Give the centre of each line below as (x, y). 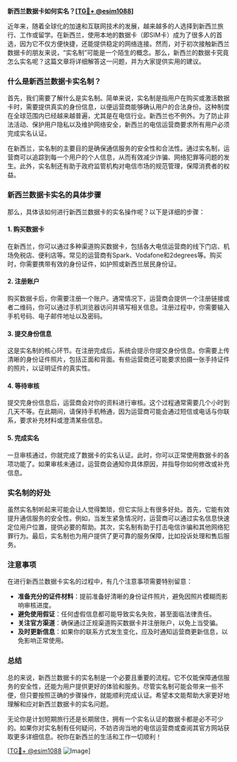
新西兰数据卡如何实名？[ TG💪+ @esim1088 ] (71, 11)
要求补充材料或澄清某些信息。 (63, 420)
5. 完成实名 (23, 438)
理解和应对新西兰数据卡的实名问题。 (60, 704)
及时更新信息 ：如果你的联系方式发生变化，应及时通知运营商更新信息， (120, 632)
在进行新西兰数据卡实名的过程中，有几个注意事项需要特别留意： (100, 581)
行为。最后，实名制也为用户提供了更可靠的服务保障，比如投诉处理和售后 (118, 535)
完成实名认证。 (29, 133)
